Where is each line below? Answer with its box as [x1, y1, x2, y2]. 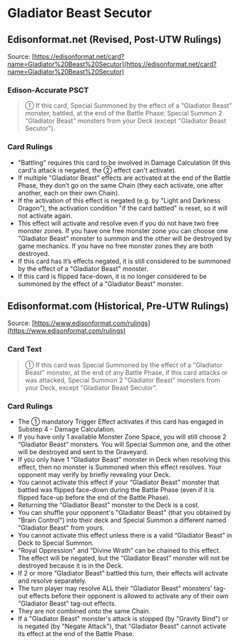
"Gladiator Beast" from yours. [17, 523, 105, 532]
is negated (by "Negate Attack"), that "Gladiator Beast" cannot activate [17, 622, 227, 630]
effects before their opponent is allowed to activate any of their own [29, 592, 229, 600]
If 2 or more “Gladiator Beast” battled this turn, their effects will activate [17, 569, 228, 577]
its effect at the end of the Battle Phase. [17, 630, 135, 638]
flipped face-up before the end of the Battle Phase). [17, 494, 171, 501]
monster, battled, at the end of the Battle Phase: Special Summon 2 [24, 109, 223, 118]
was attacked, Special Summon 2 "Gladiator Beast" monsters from [24, 376, 220, 384]
